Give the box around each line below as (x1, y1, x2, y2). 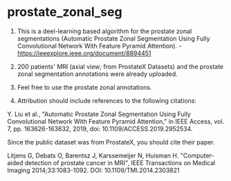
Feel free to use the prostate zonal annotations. (17, 83, 152, 91)
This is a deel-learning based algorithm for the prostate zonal (17, 27, 192, 35)
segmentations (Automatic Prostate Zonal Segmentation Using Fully (17, 34, 210, 42)
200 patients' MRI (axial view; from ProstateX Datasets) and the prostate (17, 62, 224, 70)
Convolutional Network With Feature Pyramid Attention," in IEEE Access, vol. (7, 117, 225, 125)
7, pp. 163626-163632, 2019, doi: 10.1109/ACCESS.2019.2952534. (7, 124, 193, 133)
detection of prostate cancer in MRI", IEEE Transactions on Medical (24, 158, 216, 166)
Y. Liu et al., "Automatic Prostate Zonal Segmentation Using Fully (7, 110, 192, 118)
